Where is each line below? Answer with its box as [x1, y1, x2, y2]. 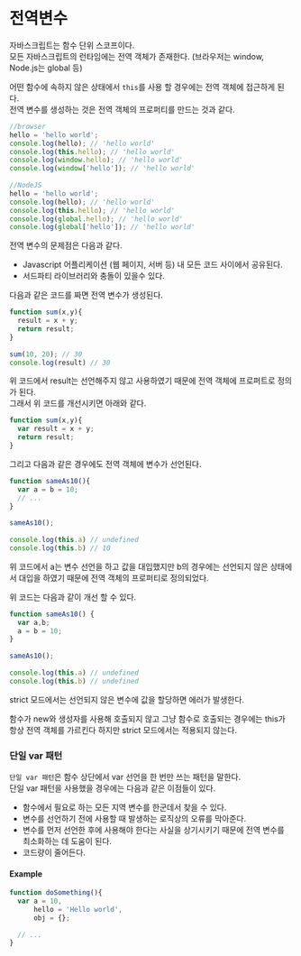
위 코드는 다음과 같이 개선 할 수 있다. [9, 592, 137, 602]
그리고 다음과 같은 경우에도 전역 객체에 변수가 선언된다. [9, 458, 202, 469]
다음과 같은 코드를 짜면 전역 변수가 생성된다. [9, 290, 164, 300]
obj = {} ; [32, 913, 70, 923]
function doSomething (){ [9, 888, 103, 897]
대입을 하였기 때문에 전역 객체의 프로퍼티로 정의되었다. [18, 572, 209, 583]
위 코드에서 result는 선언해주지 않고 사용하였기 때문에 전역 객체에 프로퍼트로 [9, 375, 276, 386]
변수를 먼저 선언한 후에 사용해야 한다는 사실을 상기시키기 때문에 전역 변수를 [22, 824, 286, 835]
